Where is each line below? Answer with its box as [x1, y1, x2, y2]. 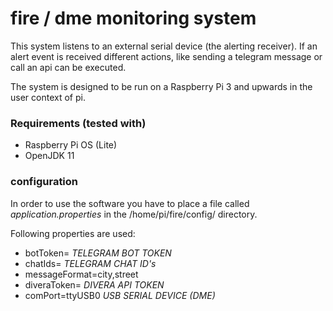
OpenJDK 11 [24, 150, 75, 162]
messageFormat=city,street [24, 268, 139, 280]
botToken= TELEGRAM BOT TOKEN [24, 247, 172, 259]
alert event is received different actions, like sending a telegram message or [10, 50, 323, 62]
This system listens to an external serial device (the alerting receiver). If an [10, 40, 318, 52]
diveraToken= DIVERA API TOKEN [24, 278, 165, 291]
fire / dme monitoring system [10, 7, 257, 30]
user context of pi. [10, 91, 86, 103]
